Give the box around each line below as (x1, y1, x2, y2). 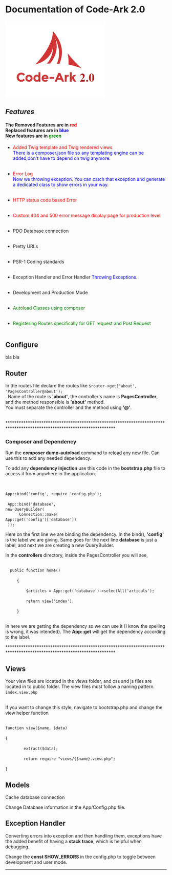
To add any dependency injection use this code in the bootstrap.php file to (5, 465, 165, 471)
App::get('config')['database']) (5, 517, 77, 523)
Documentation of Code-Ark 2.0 (5, 4, 145, 15)
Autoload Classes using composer (12, 305, 85, 311)
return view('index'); (26, 599, 74, 604)
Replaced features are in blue (5, 127, 69, 133)
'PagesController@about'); (5, 389, 63, 394)
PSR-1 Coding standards (12, 258, 64, 265)
